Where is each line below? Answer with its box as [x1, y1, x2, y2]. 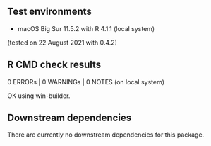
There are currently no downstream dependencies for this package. [7, 130, 205, 139]
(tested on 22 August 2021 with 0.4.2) [7, 38, 118, 47]
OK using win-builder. [7, 91, 71, 100]
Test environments [7, 6, 92, 18]
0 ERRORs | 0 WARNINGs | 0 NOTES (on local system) [7, 77, 164, 86]
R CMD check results [7, 59, 102, 71]
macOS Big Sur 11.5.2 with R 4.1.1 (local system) [17, 24, 155, 33]
